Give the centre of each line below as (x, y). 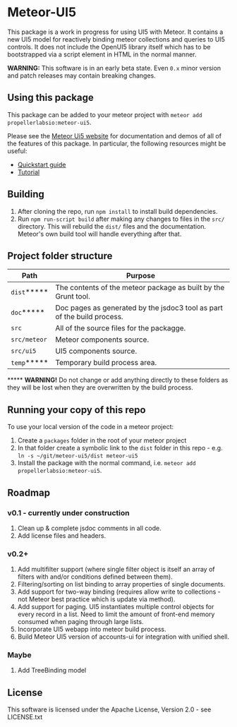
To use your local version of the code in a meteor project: (91, 427)
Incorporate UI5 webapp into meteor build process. (92, 630)
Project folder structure (60, 256)
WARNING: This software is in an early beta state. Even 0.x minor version (114, 68)
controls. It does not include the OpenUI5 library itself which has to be (109, 47)
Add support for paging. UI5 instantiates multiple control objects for (116, 607)
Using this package (50, 98)
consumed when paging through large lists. (80, 622)
